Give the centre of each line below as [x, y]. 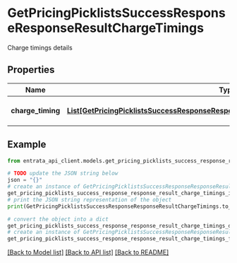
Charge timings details [40, 47]
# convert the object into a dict [58, 219]
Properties [31, 70]
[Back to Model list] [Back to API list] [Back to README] [88, 252]
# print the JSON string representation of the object [90, 199]
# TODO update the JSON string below [63, 174]
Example [27, 145]
